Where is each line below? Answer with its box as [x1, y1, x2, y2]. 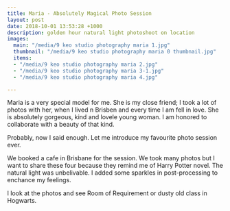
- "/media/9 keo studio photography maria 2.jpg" [13, 61, 158, 68]
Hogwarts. [7, 197, 37, 205]
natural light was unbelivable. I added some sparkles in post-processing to [7, 169, 218, 177]
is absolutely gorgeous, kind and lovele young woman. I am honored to [7, 113, 207, 121]
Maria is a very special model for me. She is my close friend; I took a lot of [7, 99, 217, 107]
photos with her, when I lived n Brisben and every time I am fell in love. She [7, 105, 219, 114]
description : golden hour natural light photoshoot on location [7, 29, 195, 36]
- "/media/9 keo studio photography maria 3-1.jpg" [13, 67, 165, 74]
